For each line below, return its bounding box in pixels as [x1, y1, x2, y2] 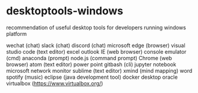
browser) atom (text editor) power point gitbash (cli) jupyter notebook [6, 61, 177, 68]
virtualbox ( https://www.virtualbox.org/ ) [6, 79, 103, 87]
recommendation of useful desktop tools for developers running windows [6, 24, 186, 31]
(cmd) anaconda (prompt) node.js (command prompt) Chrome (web [6, 54, 172, 61]
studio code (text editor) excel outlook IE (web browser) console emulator [6, 48, 187, 55]
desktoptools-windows [6, 4, 124, 18]
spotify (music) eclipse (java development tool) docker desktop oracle [6, 73, 178, 80]
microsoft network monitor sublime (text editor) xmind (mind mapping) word [6, 67, 193, 74]
